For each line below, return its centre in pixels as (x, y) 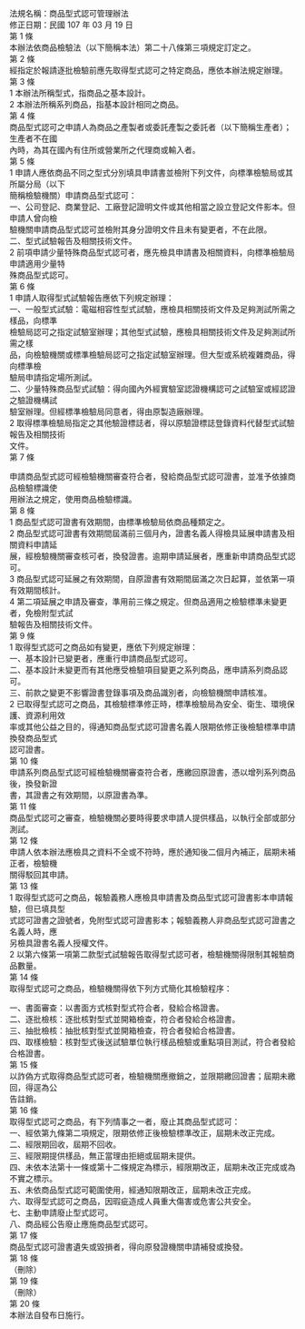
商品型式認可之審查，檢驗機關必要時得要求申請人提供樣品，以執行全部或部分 (152, 818)
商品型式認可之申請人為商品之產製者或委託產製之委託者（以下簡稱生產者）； (151, 127)
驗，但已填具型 (37, 909)
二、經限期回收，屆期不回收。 (65, 1144)
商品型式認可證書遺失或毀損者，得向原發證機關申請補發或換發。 (128, 1247)
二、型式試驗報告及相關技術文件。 (73, 241)
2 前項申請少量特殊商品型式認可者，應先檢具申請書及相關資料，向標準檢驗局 (152, 252)
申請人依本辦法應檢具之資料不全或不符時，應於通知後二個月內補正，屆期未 (148, 852)
